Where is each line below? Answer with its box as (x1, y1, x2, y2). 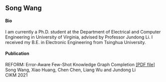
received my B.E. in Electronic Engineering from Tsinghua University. (5, 39, 146, 45)
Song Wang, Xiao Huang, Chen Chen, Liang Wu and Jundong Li (5, 67, 136, 73)
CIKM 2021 (5, 72, 28, 78)
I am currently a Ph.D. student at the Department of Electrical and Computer (5, 29, 161, 35)
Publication (5, 50, 29, 56)
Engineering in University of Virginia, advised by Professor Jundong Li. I (5, 34, 153, 40)
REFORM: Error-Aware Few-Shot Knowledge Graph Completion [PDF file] (5, 61, 156, 67)
